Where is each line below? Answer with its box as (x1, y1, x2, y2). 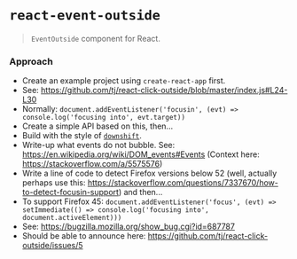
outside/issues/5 (21, 240, 83, 251)
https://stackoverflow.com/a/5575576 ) (21, 159, 163, 169)
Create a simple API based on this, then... (21, 121, 174, 131)
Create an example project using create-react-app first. (21, 75, 226, 86)
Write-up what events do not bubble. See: (21, 140, 176, 151)
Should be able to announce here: (21, 231, 146, 241)
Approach (9, 55, 53, 67)
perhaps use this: (21, 177, 86, 188)
